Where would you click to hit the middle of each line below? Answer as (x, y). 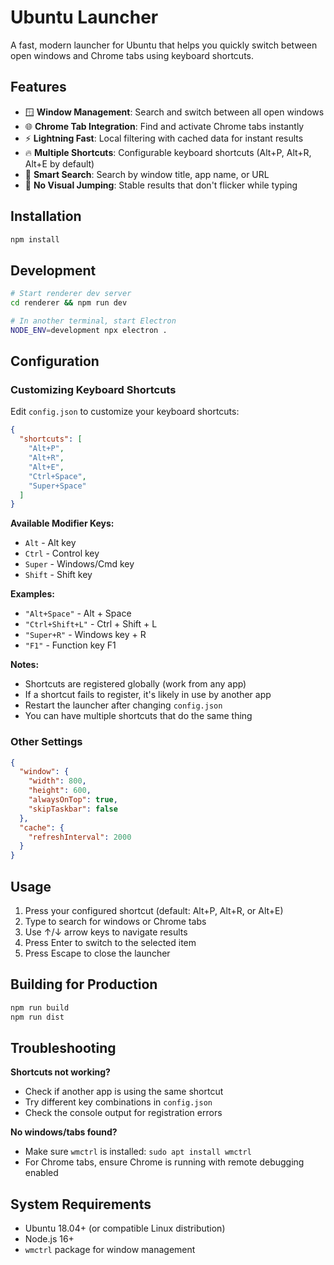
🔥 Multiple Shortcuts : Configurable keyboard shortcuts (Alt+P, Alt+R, (168, 152)
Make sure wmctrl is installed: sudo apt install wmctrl (138, 1152)
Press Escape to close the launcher (97, 953)
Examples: (32, 594)
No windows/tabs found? (64, 1132)
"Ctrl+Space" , (57, 476)
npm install (35, 239)
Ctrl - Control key (62, 553)
